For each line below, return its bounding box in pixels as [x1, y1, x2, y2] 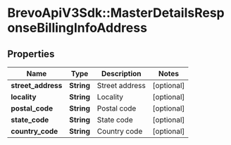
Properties [7, 48, 55, 60]
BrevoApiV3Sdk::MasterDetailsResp [7, 5, 225, 21]
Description [101, 69, 142, 78]
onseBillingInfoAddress [7, 20, 148, 36]
